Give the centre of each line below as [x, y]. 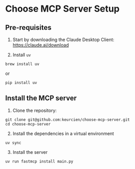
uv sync [13, 143]
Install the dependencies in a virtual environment [63, 133]
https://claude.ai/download [41, 45]
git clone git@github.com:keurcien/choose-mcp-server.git [67, 119]
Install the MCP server [41, 98]
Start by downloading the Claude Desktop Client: [63, 39]
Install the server [30, 152]
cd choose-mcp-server [28, 124]
